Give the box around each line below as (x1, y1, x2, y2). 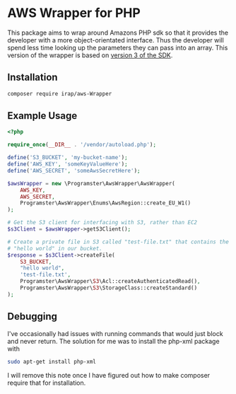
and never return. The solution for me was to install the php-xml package (7, 337, 220, 345)
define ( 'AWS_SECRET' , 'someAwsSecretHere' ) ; (7, 167, 141, 174)
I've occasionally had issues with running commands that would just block (7, 329, 224, 337)
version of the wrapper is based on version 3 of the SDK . (7, 51, 173, 59)
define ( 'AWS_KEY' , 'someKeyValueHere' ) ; (7, 161, 129, 168)
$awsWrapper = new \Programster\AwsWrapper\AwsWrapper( (7, 180, 175, 187)
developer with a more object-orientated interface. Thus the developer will (7, 35, 224, 44)
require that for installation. (7, 378, 86, 387)
